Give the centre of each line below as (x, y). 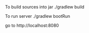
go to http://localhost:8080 (32, 25)
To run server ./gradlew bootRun (38, 16)
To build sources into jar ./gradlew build (45, 7)
